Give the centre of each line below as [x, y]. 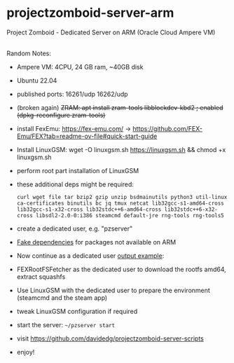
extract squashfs [41, 276]
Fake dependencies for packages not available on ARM [96, 242]
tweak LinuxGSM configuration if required [77, 311]
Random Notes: [29, 53]
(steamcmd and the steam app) [62, 297]
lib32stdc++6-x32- [191, 209]
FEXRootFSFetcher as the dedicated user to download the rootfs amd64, [122, 269]
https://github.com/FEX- [167, 128]
